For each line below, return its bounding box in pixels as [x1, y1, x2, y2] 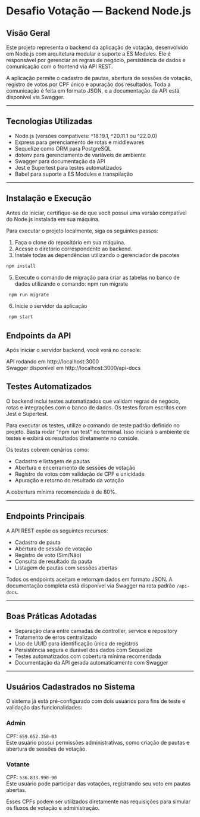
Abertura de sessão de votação [14, 545, 92, 552]
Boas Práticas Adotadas [6, 611, 97, 622]
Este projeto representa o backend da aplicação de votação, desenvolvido [6, 44, 189, 51]
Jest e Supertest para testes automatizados [14, 164, 122, 171]
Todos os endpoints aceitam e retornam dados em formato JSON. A [6, 576, 173, 583]
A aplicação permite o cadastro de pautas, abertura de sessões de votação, [6, 75, 192, 81]
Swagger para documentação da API [14, 157, 105, 165]
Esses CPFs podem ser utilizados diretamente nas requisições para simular [6, 798, 190, 805]
